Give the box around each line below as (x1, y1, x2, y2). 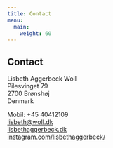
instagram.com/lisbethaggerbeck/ (7, 133, 106, 141)
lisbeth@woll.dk (7, 118, 53, 126)
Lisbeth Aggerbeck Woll (7, 74, 77, 83)
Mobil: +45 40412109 (7, 110, 69, 119)
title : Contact (7, 10, 52, 18)
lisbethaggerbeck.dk (7, 126, 67, 134)
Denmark (7, 97, 34, 105)
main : (13, 23, 30, 30)
